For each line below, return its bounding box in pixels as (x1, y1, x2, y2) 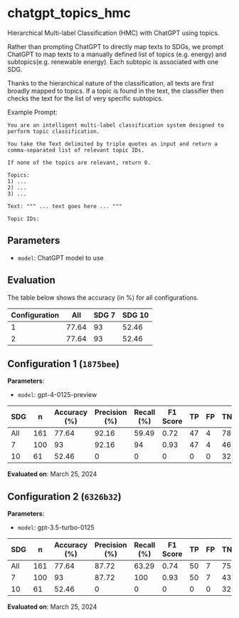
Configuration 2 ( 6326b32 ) (7, 490, 122, 503)
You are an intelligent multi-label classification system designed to (7, 121, 224, 129)
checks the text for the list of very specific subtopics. (7, 94, 164, 103)
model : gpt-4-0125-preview (17, 391, 97, 399)
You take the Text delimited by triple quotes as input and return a (7, 140, 218, 148)
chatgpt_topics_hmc (7, 5, 132, 21)
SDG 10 (122, 310, 149, 320)
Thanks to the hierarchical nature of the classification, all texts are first (7, 78, 214, 87)
